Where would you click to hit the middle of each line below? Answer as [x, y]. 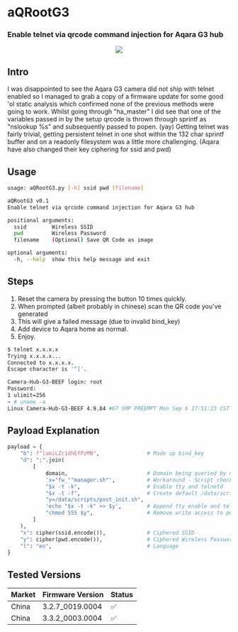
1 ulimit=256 [27, 396]
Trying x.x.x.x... [34, 356]
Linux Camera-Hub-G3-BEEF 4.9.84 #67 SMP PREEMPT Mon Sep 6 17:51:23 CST [119, 408]
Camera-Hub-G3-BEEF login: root [55, 382]
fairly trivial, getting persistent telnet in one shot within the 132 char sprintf [116, 134]
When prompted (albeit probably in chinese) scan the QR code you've [119, 306]
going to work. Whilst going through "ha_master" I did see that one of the [114, 111]
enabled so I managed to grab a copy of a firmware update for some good [115, 97]
